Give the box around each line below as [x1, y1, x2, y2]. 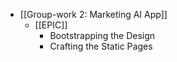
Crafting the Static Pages [49, 40, 153, 52]
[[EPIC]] [34, 19, 68, 31]
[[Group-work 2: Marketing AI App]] [19, 9, 168, 20]
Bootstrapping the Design [49, 30, 156, 41]
